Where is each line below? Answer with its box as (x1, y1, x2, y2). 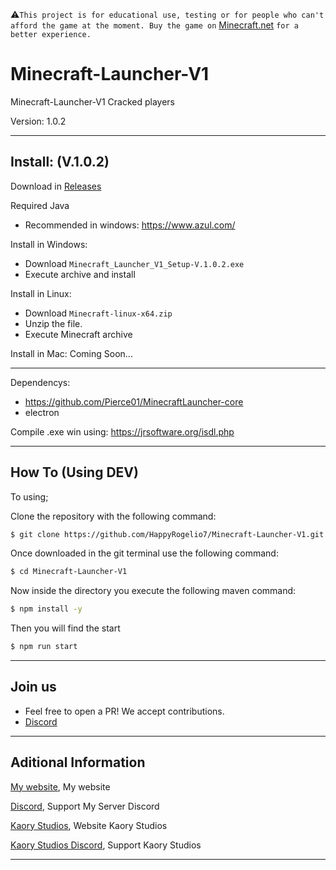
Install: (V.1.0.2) (10, 154, 110, 171)
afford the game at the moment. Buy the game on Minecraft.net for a (10, 19, 299, 31)
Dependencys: (10, 376, 71, 388)
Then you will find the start (10, 622, 121, 634)
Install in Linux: (10, 287, 72, 299)
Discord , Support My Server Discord (10, 800, 160, 812)
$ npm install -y (10, 604, 83, 614)
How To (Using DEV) (10, 464, 139, 481)
